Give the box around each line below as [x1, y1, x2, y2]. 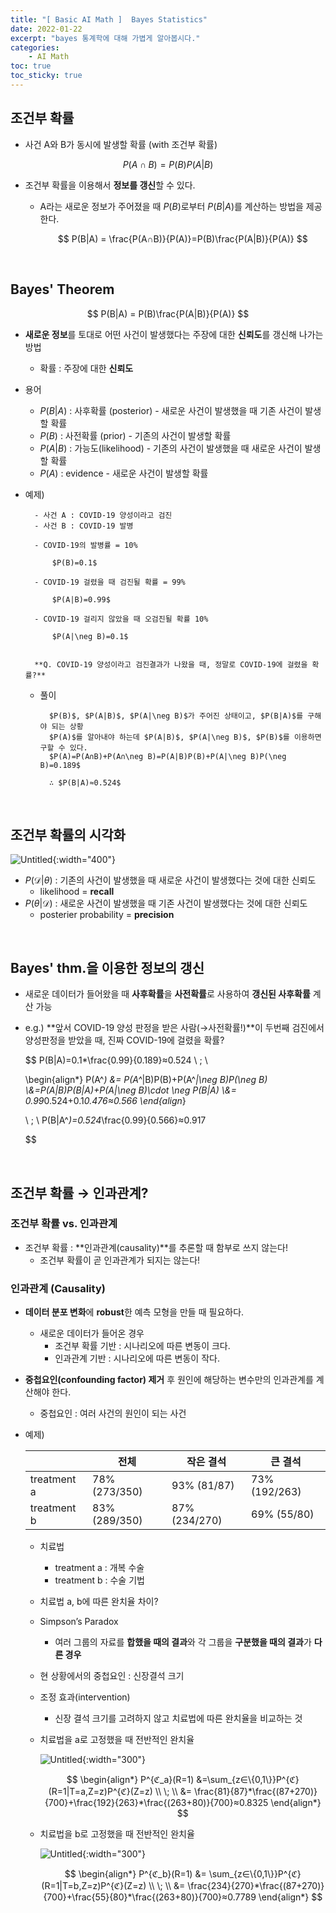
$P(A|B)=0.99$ [51, 594, 111, 605]
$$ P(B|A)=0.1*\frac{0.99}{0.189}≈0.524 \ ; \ [24, 1054, 208, 1066]
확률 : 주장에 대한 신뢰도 [39, 362, 134, 374]
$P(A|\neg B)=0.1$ [51, 631, 129, 641]
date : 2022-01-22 [10, 24, 83, 34]
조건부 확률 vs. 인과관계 [10, 1217, 118, 1231]
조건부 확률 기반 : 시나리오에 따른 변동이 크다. [54, 1340, 231, 1352]
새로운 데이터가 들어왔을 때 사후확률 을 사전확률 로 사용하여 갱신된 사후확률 [24, 988, 311, 1000]
